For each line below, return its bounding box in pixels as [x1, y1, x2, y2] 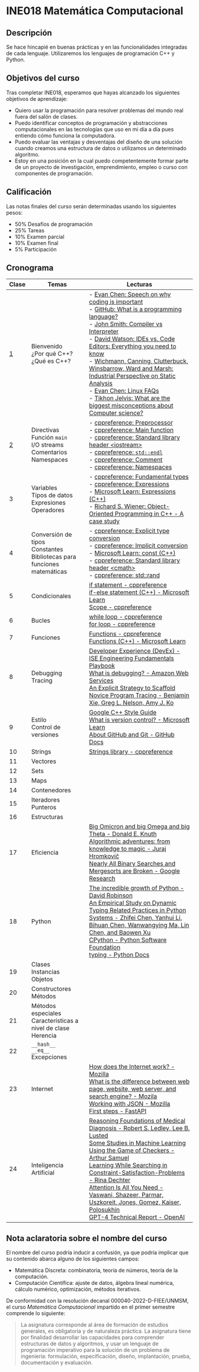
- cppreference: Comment [88, 455, 163, 464]
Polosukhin [88, 1205, 120, 1214]
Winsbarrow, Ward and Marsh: [88, 365, 174, 373]
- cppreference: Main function [88, 426, 174, 434]
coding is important [88, 298, 143, 306]
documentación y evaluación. [20, 1359, 93, 1366]
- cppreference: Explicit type [88, 527, 170, 535]
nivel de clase [31, 1024, 70, 1032]
